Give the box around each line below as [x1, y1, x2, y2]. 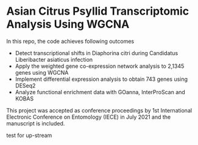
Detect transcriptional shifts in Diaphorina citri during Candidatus [15, 49, 179, 56]
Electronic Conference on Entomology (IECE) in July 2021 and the [6, 113, 171, 121]
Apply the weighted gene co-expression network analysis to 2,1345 [15, 62, 185, 70]
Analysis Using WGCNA [6, 17, 130, 31]
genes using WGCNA [15, 69, 69, 76]
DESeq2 [15, 81, 36, 89]
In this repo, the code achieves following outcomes [6, 37, 135, 45]
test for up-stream [6, 132, 52, 139]
